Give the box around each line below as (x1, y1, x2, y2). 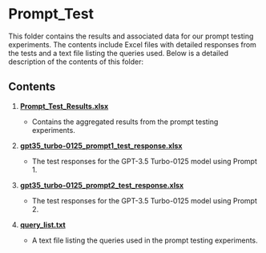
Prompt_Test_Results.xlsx (19, 101, 109, 110)
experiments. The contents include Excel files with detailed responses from (8, 39, 256, 49)
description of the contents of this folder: (8, 57, 144, 66)
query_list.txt (19, 219, 66, 229)
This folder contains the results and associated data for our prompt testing (8, 31, 254, 41)
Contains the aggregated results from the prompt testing (31, 117, 219, 127)
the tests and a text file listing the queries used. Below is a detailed (8, 48, 229, 58)
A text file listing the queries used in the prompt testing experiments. (31, 235, 258, 245)
